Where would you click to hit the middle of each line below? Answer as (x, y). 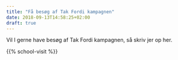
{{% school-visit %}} (32, 52)
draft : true (21, 23)
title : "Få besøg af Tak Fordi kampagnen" (60, 12)
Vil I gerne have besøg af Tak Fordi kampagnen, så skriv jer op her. (89, 40)
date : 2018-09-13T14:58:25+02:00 (48, 17)
